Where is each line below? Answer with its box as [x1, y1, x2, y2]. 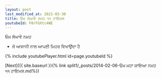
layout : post [5, 7, 32, 12]
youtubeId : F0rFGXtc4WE [5, 20, 53, 26]
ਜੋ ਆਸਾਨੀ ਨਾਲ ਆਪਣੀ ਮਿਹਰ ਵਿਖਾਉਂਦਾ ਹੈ [12, 44, 80, 49]
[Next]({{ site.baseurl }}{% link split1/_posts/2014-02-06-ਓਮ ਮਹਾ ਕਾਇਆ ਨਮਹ [5, 62, 156, 68]
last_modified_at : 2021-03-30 [5, 12, 66, 16]
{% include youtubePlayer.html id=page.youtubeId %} [5, 53, 113, 59]
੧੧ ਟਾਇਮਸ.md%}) [5, 68, 40, 74]
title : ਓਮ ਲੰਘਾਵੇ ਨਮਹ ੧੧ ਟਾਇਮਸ [5, 16, 64, 21]
